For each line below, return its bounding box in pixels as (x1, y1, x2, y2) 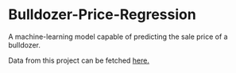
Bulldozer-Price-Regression (8, 6, 196, 24)
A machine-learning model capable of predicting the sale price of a (8, 32, 228, 41)
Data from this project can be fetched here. (8, 56, 149, 65)
